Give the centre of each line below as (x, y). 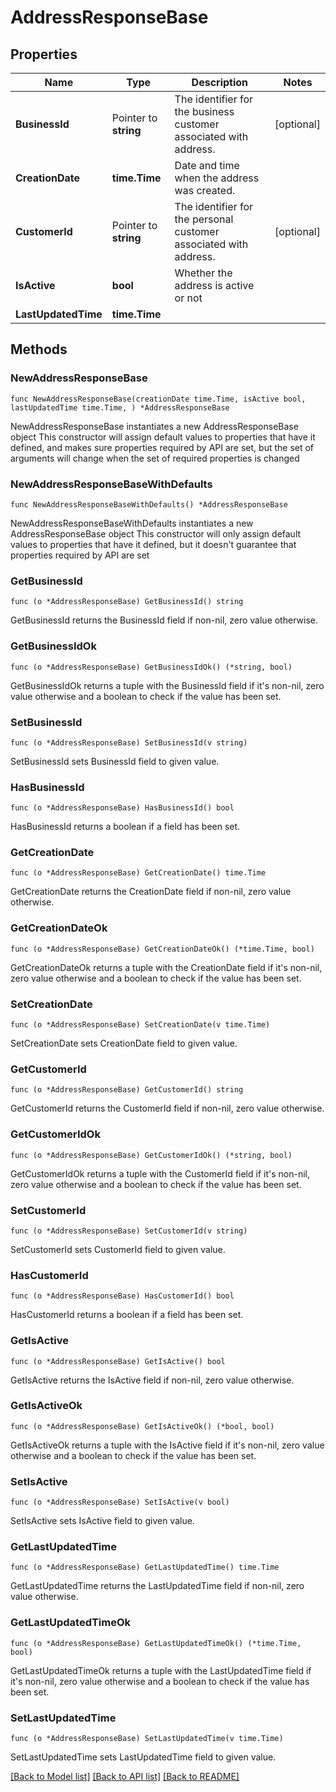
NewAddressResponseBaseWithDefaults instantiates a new (132, 523)
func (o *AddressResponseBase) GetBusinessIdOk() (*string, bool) (151, 667)
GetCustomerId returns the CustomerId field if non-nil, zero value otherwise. (167, 1108)
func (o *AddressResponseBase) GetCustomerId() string (127, 1090)
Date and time (207, 165)
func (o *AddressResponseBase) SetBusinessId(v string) (129, 742)
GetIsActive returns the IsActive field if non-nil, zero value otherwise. (152, 1380)
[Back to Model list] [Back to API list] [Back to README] (125, 1777)
